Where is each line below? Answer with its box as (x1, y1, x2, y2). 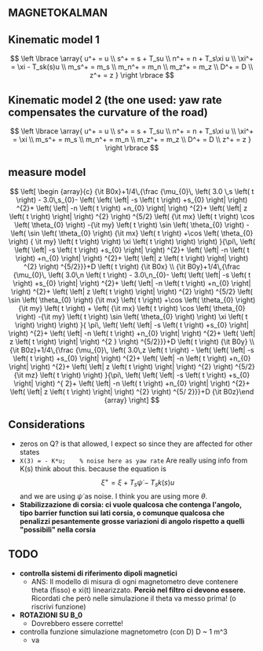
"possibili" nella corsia (19, 525, 97, 535)
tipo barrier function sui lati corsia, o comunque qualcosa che (19, 508, 225, 518)
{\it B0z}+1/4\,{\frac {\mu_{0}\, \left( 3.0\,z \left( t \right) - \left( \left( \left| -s (9, 345, 254, 354)
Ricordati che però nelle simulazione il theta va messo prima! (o (31, 593, 237, 603)
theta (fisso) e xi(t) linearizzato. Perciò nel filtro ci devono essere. (31, 585, 246, 594)
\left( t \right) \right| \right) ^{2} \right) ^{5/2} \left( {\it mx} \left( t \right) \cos (9, 211, 255, 221)
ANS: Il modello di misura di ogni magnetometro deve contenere (31, 576, 239, 586)
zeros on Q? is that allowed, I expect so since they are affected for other (19, 439, 253, 448)
